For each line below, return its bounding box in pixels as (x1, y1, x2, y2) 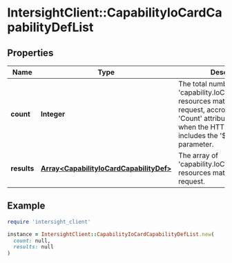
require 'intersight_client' (7, 218, 91, 225)
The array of (178, 150, 219, 160)
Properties (7, 47, 54, 59)
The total (178, 79, 207, 88)
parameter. (178, 139, 214, 149)
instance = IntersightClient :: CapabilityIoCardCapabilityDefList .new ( (7, 231, 215, 237)
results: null (13, 244, 54, 251)
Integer (40, 109, 66, 119)
